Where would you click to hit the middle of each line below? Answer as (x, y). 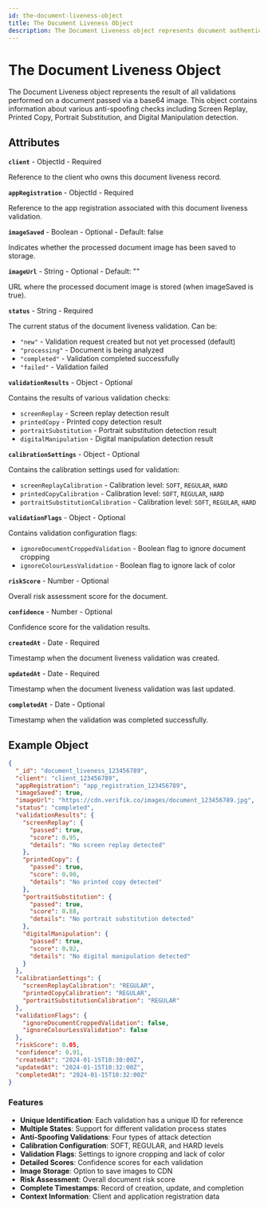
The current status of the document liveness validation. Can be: (113, 326)
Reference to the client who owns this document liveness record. (115, 177)
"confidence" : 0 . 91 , (49, 1053)
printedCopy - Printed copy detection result (91, 422)
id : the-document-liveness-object (66, 16)
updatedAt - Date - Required (54, 674)
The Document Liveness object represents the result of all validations (122, 92)
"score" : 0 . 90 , (55, 875)
